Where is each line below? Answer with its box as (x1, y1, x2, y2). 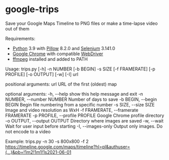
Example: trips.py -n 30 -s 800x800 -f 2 (5, 138, 89, 144)
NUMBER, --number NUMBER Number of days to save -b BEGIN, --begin (5, 96, 157, 102)
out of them (5, 25, 29, 31)
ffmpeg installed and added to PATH (12, 56, 88, 62)
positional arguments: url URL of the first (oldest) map (5, 81, 117, 87)
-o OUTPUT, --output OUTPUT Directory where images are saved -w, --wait (5, 117, 164, 124)
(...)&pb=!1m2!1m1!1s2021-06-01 (5, 149, 72, 155)
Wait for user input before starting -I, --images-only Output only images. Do (5, 123, 163, 129)
